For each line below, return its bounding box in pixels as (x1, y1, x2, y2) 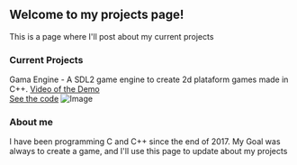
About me (9, 116, 54, 129)
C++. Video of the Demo (9, 84, 101, 95)
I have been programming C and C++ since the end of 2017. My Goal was (9, 136, 281, 147)
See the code (9, 94, 59, 105)
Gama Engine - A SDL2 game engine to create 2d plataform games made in (9, 74, 289, 85)
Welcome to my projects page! (9, 7, 184, 23)
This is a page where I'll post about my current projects (9, 31, 214, 41)
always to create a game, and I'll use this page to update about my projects (9, 146, 288, 157)
